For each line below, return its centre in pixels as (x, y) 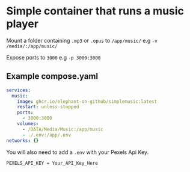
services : (19, 90)
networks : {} (23, 140)
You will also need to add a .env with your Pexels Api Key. (78, 152)
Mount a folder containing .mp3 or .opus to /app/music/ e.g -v (82, 40)
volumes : (28, 124)
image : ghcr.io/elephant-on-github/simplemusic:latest (87, 101)
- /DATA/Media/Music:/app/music (63, 129)
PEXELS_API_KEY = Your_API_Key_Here (52, 163)
